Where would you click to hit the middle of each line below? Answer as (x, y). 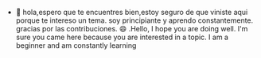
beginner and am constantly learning (76, 45)
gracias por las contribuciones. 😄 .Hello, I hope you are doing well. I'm (132, 29)
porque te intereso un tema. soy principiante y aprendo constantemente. (134, 20)
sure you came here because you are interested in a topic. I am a (122, 37)
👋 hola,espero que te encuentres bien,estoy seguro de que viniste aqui (132, 12)
